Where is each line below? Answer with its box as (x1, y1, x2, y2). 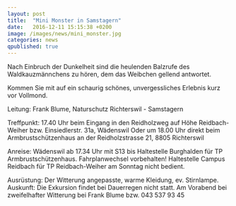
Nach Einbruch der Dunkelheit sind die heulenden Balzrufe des (7, 63, 190, 71)
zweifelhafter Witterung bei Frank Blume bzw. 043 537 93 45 (7, 191, 185, 199)
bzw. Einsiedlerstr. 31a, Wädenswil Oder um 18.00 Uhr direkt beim (29, 126, 220, 134)
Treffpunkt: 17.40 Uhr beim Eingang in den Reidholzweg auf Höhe (7, 119, 198, 127)
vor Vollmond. (7, 91, 48, 99)
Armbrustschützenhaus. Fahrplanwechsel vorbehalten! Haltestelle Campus (7, 154, 225, 163)
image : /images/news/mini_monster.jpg (7, 30, 122, 37)
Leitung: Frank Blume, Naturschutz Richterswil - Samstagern (7, 105, 184, 113)
